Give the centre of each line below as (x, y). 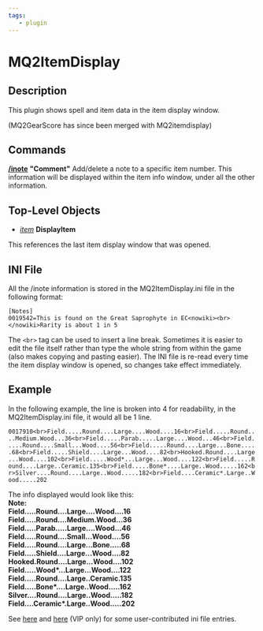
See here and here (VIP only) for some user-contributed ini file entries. (122, 618)
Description (37, 91)
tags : (17, 15)
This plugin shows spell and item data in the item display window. (114, 110)
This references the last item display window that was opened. (109, 245)
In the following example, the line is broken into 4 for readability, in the (122, 409)
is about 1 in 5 (91, 325)
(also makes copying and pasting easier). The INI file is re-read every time (128, 357)
